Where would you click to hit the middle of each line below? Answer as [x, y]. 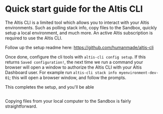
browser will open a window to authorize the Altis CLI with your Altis [73, 67]
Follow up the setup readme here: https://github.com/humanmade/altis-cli [79, 47]
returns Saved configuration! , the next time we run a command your [74, 62]
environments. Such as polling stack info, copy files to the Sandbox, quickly [81, 27]
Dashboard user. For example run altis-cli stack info [61, 72]
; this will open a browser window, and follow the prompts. [68, 77]
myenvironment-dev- [139, 73]
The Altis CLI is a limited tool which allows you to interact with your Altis [77, 22]
